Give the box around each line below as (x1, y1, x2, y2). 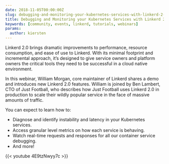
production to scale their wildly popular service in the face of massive (5, 92, 150, 98)
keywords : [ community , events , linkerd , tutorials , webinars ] (5, 21, 138, 27)
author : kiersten (10, 31, 46, 36)
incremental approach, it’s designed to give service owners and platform (5, 55, 155, 61)
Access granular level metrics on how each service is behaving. (12, 127, 145, 133)
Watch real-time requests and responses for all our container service (12, 133, 155, 138)
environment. (5, 66, 33, 72)
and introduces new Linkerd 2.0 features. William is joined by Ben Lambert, (5, 81, 160, 87)
